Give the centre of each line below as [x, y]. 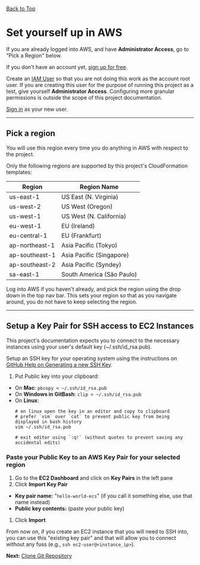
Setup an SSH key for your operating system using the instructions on [92, 358]
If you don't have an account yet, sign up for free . [67, 67]
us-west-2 [25, 206]
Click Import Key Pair [41, 484]
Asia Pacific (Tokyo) [90, 245]
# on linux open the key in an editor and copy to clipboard [92, 411]
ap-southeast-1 [32, 254]
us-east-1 [24, 197]
